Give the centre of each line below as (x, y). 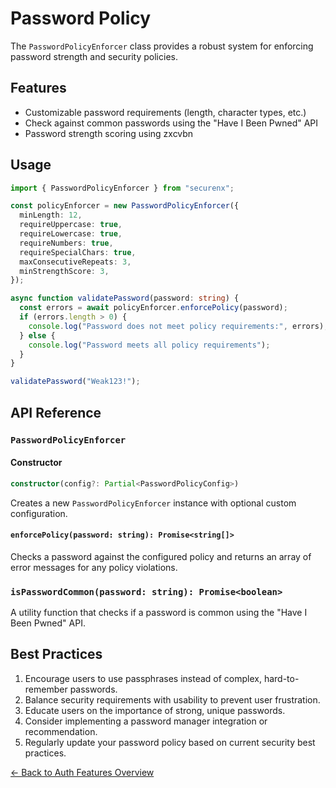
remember (46, 689)
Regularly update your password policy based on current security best (170, 742)
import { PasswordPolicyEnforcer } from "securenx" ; (122, 188)
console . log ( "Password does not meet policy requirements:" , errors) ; (178, 326)
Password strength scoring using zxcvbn (109, 133)
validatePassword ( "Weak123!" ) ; (75, 382)
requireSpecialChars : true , (78, 252)
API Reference (56, 412)
